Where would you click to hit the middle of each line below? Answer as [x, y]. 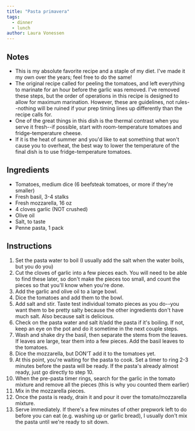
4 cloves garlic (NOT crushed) [51, 209]
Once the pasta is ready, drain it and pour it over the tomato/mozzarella [101, 397]
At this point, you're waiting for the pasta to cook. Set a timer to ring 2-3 [102, 360]
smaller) [25, 190]
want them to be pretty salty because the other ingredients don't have [99, 310]
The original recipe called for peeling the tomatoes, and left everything [100, 83]
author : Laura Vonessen [36, 33]
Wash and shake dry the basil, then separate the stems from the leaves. [101, 335]
